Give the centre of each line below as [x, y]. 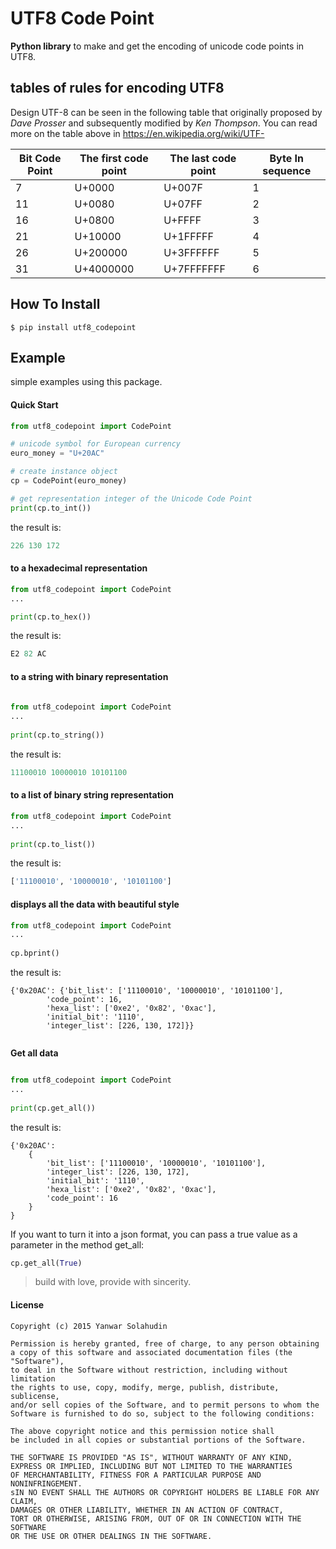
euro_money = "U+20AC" [57, 453]
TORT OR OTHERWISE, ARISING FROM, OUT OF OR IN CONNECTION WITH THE [156, 1518]
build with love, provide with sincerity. [113, 1282]
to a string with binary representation [89, 676]
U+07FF [183, 204]
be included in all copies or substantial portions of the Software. [158, 1440]
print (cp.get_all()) [53, 1108]
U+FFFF [182, 220]
